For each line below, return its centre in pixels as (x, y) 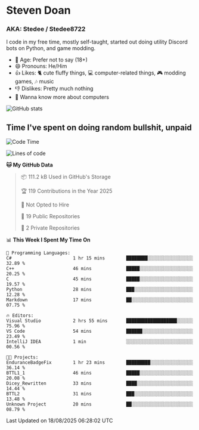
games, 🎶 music (34, 82)
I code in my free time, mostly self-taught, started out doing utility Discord (97, 42)
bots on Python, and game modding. (51, 48)
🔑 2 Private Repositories (50, 228)
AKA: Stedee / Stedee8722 (46, 29)
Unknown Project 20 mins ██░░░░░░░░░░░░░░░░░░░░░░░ (100, 404)
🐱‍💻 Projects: (22, 358)
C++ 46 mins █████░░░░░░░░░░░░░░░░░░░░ (100, 269)
